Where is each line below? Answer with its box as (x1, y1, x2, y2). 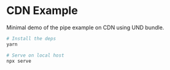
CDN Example (6, 4, 78, 18)
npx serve (6, 58, 32, 64)
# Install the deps (6, 35, 56, 41)
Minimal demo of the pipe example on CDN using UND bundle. (6, 24, 164, 31)
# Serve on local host (6, 52, 64, 58)
